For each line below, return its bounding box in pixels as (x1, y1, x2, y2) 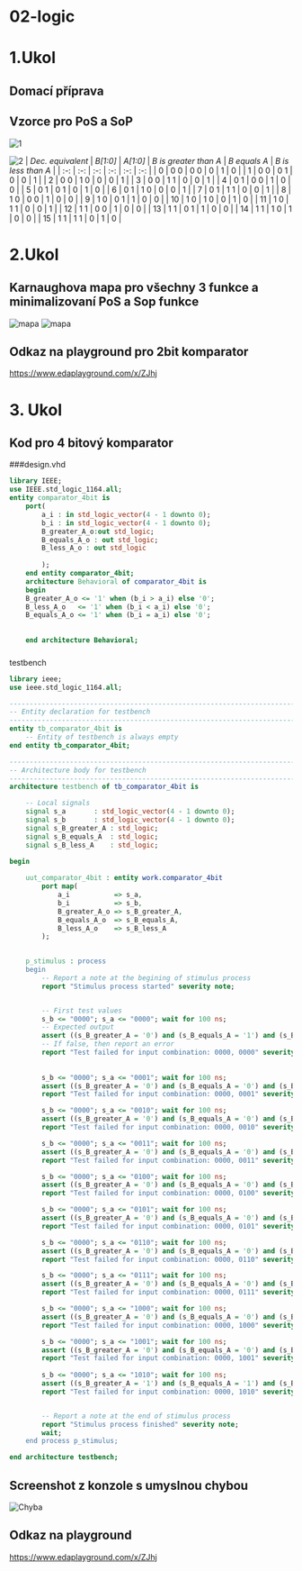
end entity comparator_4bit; (25, 569, 135, 578)
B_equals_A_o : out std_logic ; (41, 535, 159, 544)
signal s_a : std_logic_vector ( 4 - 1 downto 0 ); (25, 807, 235, 816)
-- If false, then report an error (41, 1040, 175, 1049)
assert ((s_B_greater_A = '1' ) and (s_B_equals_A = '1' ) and (41, 1379, 276, 1388)
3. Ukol (9, 399, 63, 420)
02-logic (9, 6, 75, 27)
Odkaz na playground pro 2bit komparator (9, 344, 249, 359)
